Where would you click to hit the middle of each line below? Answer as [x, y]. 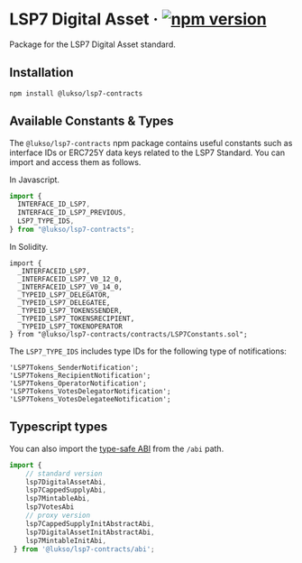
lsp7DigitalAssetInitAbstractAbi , [90, 532]
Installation [41, 73]
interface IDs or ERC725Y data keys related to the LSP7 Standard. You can [147, 152]
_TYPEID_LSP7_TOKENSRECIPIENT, [76, 318]
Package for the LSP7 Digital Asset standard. [92, 44]
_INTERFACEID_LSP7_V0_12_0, [70, 279]
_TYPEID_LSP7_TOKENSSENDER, [70, 310]
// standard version [64, 474]
